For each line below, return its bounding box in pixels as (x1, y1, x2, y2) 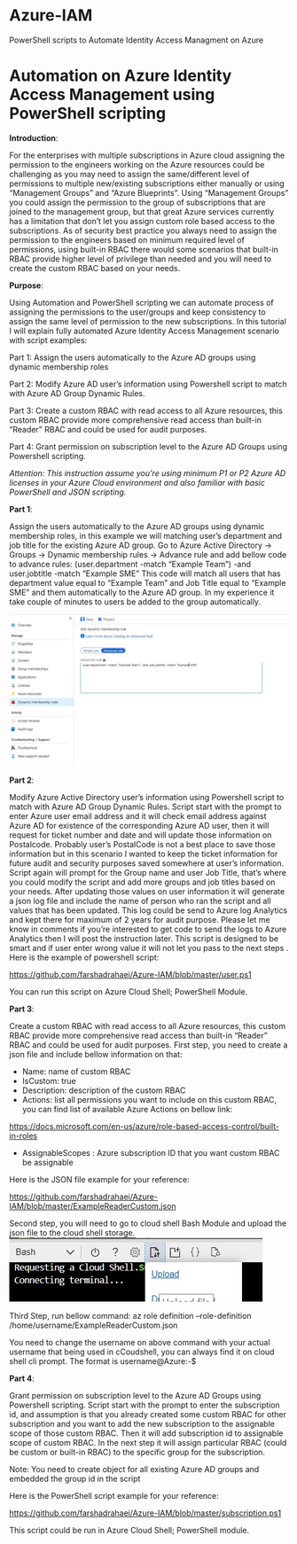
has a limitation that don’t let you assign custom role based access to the (9, 215, 276, 226)
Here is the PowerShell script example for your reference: (9, 1490, 219, 1501)
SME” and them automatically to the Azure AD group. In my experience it (9, 587, 275, 597)
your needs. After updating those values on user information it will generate (9, 885, 285, 896)
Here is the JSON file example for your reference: (9, 1174, 190, 1184)
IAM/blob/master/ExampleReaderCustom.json (9, 1200, 176, 1211)
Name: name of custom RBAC (21, 1065, 131, 1077)
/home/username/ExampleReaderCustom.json (9, 1320, 178, 1330)
